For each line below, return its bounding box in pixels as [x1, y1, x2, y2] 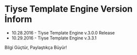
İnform [4, 14, 33, 25]
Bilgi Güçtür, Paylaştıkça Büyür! [4, 44, 68, 50]
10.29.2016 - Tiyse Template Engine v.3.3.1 [11, 35, 97, 41]
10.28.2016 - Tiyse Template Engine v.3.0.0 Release [11, 30, 115, 36]
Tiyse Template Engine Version [4, 3, 133, 15]
